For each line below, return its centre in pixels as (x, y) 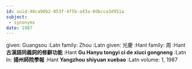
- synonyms (22, 22)
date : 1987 (19, 28)
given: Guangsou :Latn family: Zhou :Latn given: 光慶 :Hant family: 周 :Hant (96, 45)
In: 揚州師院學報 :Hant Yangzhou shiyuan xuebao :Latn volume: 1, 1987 (92, 60)
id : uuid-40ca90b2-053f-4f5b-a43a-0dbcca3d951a (65, 11)
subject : (17, 17)
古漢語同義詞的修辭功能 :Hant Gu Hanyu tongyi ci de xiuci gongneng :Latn (96, 53)
